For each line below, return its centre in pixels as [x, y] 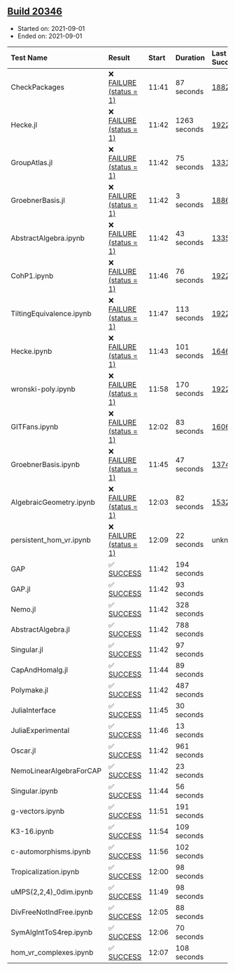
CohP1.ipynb [32, 275]
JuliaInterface [33, 710]
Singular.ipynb [34, 791]
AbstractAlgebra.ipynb [48, 238]
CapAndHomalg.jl [40, 670]
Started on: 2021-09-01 [51, 28]
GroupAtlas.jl [32, 162]
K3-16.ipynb [33, 831]
